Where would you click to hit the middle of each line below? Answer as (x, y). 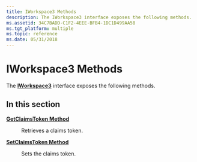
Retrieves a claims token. (52, 130)
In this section (33, 104)
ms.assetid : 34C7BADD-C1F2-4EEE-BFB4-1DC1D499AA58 (71, 23)
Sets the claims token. (49, 154)
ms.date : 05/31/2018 (32, 39)
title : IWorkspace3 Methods (41, 12)
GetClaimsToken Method (38, 119)
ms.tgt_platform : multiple (40, 28)
